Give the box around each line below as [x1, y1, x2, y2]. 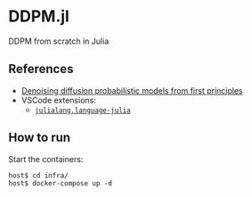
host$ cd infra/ [8, 171, 69, 180]
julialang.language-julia [34, 105, 131, 115]
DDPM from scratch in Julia [8, 36, 110, 46]
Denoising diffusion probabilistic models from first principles [20, 85, 243, 95]
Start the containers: [8, 153, 84, 164]
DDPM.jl [8, 6, 70, 27]
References [8, 62, 74, 77]
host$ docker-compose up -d [8, 178, 113, 188]
